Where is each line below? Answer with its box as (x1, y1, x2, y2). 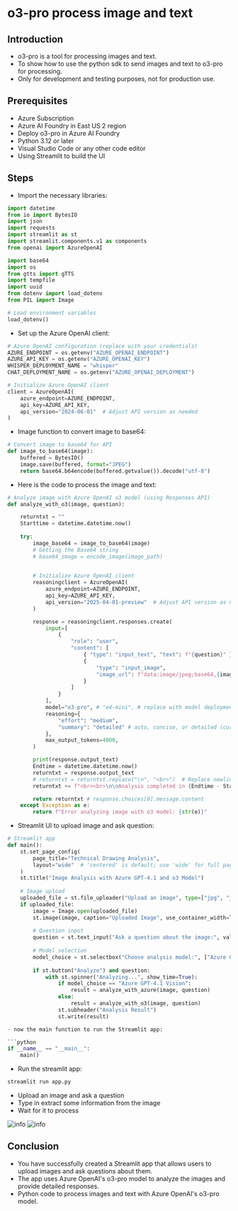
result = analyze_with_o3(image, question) (70, 1000, 201, 1007)
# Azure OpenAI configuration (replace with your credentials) (7, 342, 198, 350)
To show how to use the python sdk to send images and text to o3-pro (17, 60, 223, 68)
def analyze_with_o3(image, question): (7, 501, 125, 508)
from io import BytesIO (7, 211, 78, 218)
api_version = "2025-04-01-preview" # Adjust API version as (45, 598, 227, 605)
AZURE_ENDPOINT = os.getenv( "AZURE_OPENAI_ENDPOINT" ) (7, 349, 170, 356)
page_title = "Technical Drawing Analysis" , (33, 854, 160, 862)
